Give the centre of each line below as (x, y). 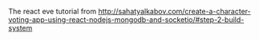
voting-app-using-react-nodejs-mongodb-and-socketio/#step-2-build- (126, 20)
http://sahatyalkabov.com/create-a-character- (174, 11)
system (20, 28)
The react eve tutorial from (53, 11)
